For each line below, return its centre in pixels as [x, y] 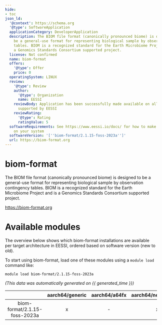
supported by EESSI [37, 109]
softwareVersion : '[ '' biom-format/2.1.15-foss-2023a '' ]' [68, 136]
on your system [29, 131]
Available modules [43, 227]
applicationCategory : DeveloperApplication [54, 32]
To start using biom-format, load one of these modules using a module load [80, 260]
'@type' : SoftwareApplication [40, 28]
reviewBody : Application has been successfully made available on [82, 104]
